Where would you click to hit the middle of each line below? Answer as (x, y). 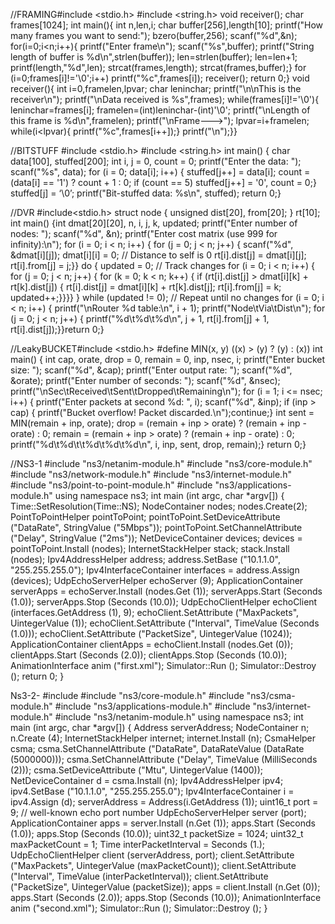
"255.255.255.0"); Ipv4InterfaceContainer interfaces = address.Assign (155, 570)
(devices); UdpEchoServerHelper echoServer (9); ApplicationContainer (157, 580)
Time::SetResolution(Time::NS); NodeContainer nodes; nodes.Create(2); (159, 506)
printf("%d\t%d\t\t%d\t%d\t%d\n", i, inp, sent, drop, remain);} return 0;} (158, 444)
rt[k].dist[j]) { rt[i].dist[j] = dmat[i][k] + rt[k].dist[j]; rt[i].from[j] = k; (146, 287)
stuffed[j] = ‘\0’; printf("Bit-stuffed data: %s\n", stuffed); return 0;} (146, 193)
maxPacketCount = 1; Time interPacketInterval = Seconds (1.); (138, 844)
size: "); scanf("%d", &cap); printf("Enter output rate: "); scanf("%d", (151, 370)
